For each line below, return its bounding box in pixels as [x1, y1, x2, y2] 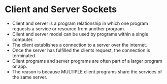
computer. [12, 36, 34, 43]
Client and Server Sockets [5, 4, 117, 15]
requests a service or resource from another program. [12, 25, 125, 31]
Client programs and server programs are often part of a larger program [12, 58, 163, 64]
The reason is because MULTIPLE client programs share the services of [12, 68, 162, 74]
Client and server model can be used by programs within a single [12, 31, 149, 37]
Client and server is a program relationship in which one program [12, 20, 148, 26]
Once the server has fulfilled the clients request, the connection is [12, 47, 150, 53]
